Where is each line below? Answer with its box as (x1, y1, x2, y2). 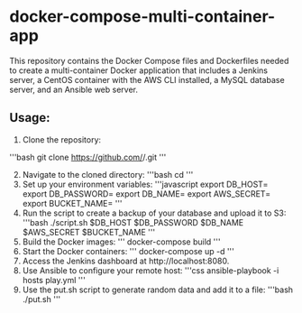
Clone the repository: (22, 133, 102, 145)
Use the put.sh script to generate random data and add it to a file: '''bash (22, 284, 294, 295)
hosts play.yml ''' (22, 274, 86, 285)
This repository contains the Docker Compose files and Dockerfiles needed (9, 55, 289, 66)
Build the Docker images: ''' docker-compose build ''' (22, 236, 221, 247)
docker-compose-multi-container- (9, 6, 276, 27)
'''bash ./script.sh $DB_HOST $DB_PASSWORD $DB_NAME (22, 216, 244, 227)
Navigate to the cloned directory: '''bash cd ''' (22, 169, 194, 180)
